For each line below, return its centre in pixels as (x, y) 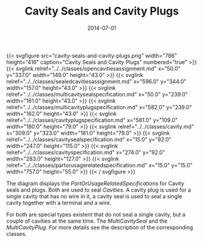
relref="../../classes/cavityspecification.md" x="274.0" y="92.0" (86, 152)
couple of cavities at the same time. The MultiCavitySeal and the (87, 221)
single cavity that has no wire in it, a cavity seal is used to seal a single (94, 196)
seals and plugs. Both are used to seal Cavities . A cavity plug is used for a (99, 190)
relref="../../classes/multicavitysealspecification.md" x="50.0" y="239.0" (97, 94)
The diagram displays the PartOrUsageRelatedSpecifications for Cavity (95, 183)
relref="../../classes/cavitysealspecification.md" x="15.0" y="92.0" (89, 139)
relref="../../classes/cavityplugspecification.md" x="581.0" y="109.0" (92, 120)
